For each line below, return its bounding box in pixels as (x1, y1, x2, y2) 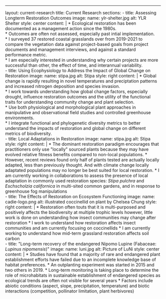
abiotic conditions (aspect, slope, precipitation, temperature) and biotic (5, 283, 150, 289)
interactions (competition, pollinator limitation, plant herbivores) (5, 288, 134, 294)
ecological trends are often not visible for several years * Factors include (5, 278, 153, 283)
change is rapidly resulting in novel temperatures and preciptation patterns (5, 78, 157, 84)
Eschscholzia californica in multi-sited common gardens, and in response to (5, 183, 161, 189)
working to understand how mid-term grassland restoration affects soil (5, 230, 149, 236)
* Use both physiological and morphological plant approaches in (5, 104, 136, 110)
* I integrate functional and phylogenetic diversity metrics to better (5, 120, 141, 126)
